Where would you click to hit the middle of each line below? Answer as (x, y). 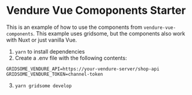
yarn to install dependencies (50, 51)
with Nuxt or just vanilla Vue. (42, 40)
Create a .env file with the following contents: (71, 58)
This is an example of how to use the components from (74, 27)
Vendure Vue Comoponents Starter (96, 11)
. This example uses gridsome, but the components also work (109, 33)
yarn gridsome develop (43, 86)
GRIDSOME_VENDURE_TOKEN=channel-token (55, 74)
